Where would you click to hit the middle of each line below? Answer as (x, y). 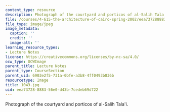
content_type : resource (30, 10)
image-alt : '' (25, 43)
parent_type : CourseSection (35, 71)
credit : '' (21, 38)
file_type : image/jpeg (29, 24)
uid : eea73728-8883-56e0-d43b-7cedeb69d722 (52, 90)
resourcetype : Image (27, 80)
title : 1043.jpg (22, 85)
